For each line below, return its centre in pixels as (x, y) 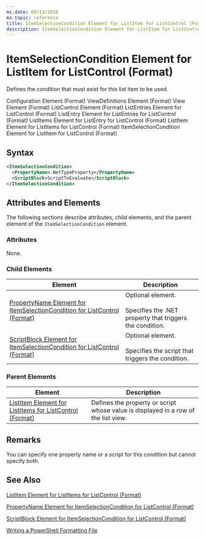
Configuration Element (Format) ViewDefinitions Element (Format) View (96, 101)
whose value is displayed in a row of (143, 410)
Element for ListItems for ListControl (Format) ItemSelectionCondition (93, 127)
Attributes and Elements (53, 203)
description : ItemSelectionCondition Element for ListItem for (88, 29)
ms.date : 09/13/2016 (33, 12)
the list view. (109, 418)
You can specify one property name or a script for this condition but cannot (101, 454)
